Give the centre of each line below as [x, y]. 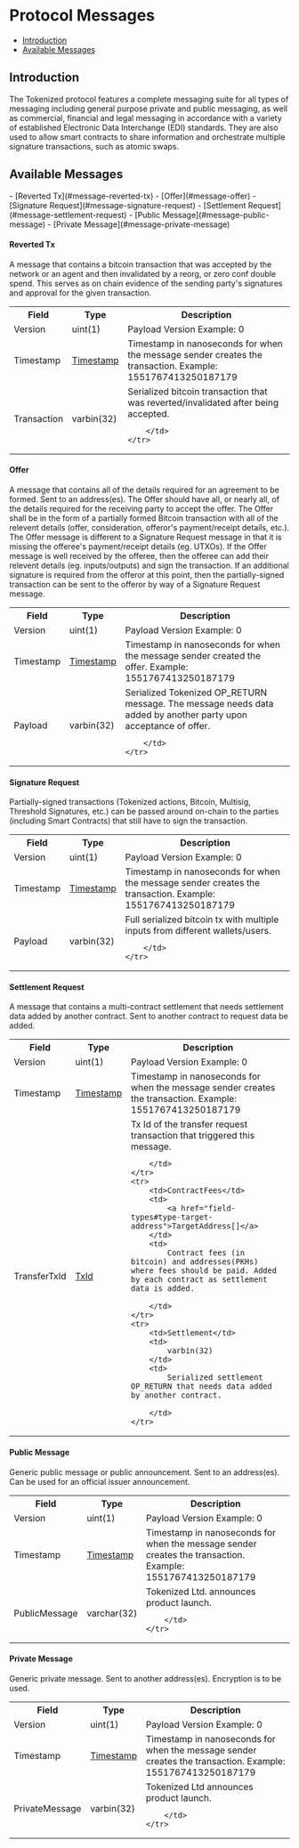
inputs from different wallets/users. [198, 931]
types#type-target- [172, 1217]
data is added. [163, 1289]
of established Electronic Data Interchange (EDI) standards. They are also [144, 127]
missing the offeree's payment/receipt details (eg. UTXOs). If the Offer [138, 546]
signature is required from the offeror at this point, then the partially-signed [147, 574]
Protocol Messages [82, 16]
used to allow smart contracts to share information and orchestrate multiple [147, 137]
